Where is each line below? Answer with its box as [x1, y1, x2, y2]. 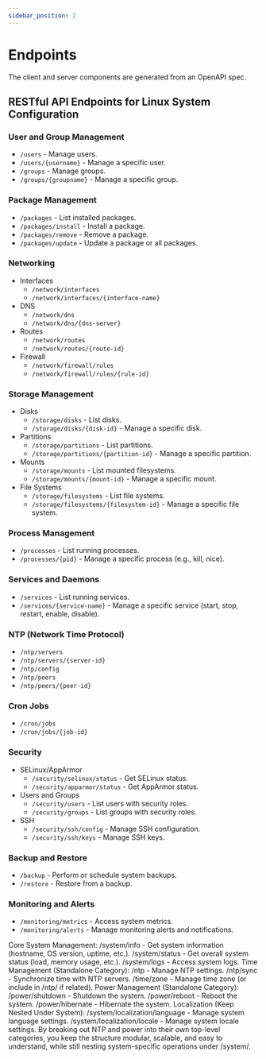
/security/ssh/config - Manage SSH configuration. [31, 824, 201, 833]
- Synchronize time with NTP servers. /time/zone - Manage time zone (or [8, 974, 248, 984]
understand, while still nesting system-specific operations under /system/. [8, 1042, 252, 1051]
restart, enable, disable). [19, 609, 100, 618]
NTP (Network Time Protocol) [8, 628, 125, 640]
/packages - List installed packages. [19, 212, 137, 222]
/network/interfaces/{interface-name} [31, 294, 160, 302]
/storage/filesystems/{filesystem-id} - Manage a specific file [31, 500, 240, 509]
